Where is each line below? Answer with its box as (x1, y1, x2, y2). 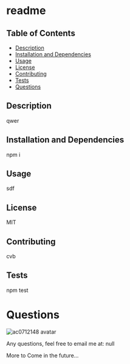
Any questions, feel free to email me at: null (6, 340, 115, 347)
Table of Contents (6, 28, 76, 38)
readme (6, 4, 46, 18)
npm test (6, 286, 29, 294)
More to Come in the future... (6, 352, 79, 359)
